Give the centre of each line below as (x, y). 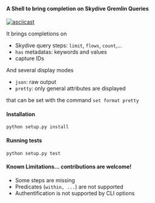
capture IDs (29, 58)
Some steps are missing (45, 180)
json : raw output (35, 82)
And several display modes (40, 71)
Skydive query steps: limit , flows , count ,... (68, 46)
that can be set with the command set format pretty (73, 100)
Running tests (24, 140)
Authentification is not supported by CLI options (75, 193)
